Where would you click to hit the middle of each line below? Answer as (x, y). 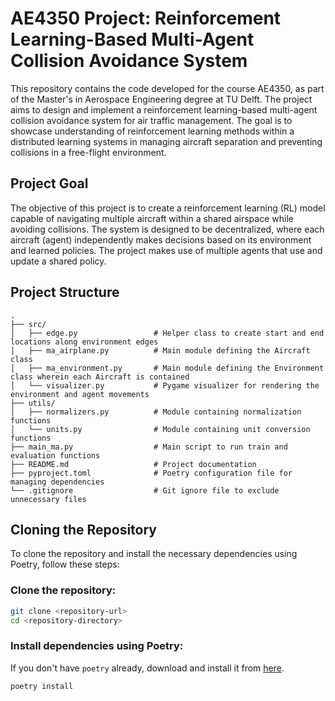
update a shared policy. (58, 261)
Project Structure (65, 292)
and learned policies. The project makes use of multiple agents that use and (166, 250)
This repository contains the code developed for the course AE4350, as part (167, 88)
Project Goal (49, 183)
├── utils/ (33, 403)
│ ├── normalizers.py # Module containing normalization (156, 412)
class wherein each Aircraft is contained (100, 377)
